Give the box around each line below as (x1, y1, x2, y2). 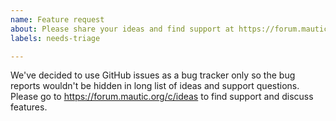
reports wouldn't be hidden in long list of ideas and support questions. (10, 80, 300, 92)
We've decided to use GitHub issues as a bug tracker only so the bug (10, 69, 296, 81)
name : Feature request (10, 14, 105, 25)
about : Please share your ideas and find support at (10, 24, 235, 34)
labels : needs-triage (10, 33, 101, 43)
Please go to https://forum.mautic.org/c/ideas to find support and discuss (10, 91, 314, 103)
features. (10, 101, 48, 113)
